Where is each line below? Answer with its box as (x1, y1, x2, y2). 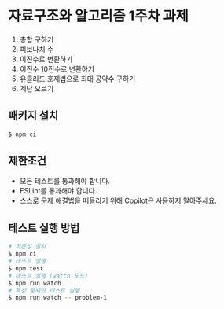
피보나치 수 (19, 44, 54, 53)
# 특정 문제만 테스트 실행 (8, 286, 80, 295)
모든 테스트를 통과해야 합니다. (19, 176, 111, 186)
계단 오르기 (19, 83, 54, 93)
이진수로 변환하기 (19, 54, 73, 64)
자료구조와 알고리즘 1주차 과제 (8, 7, 189, 25)
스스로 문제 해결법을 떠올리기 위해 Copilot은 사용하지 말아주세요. (19, 196, 218, 205)
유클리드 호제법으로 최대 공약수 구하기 (19, 74, 136, 83)
